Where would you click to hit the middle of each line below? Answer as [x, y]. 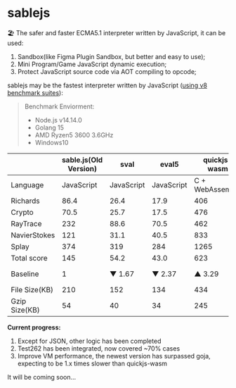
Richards [25, 201]
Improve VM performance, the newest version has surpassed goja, [114, 356]
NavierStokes [33, 235]
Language [27, 184]
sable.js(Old [83, 160]
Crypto [22, 212]
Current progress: [34, 327]
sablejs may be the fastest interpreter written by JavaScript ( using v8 [107, 85]
